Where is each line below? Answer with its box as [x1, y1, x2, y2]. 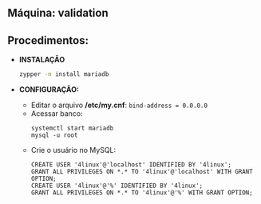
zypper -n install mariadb [18, 70, 109, 78]
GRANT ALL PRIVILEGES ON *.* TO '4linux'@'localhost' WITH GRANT [30, 168, 253, 176]
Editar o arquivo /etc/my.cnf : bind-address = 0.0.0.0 [30, 100, 208, 110]
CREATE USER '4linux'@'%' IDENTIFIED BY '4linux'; [30, 182, 204, 190]
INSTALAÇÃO [18, 55, 65, 65]
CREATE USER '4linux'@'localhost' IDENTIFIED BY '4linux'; [30, 161, 232, 169]
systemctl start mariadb [30, 124, 114, 133]
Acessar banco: [30, 109, 83, 118]
